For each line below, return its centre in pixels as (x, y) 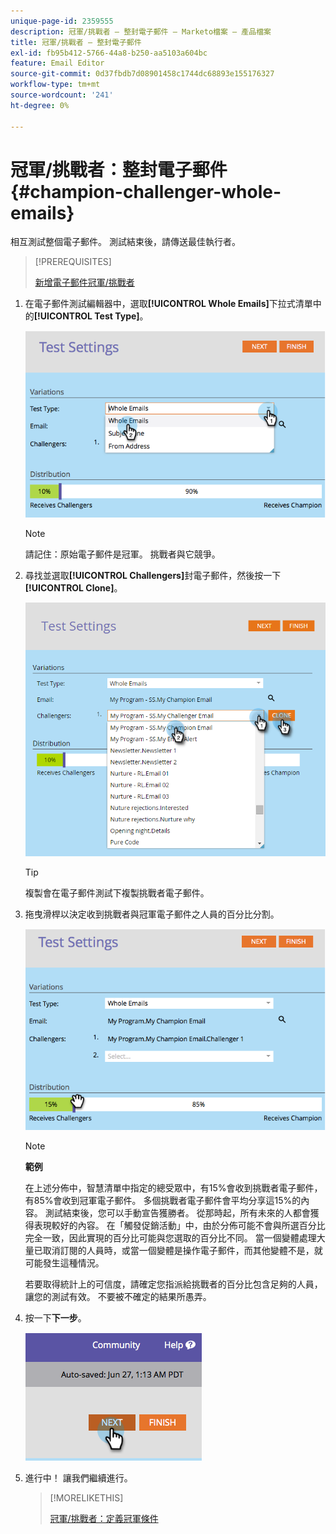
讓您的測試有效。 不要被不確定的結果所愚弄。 (118, 1296)
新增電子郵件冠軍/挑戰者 (84, 282)
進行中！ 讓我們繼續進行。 (78, 1477)
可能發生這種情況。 (64, 1262)
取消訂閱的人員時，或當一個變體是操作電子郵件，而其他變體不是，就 (182, 1250)
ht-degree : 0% (40, 105)
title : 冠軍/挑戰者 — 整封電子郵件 (76, 42)
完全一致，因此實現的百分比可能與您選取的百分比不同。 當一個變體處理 (170, 1237)
